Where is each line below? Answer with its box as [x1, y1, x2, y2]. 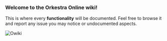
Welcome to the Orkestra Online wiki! [5, 4, 97, 11]
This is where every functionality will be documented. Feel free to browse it [5, 15, 162, 21]
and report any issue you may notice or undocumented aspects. [5, 20, 137, 26]
